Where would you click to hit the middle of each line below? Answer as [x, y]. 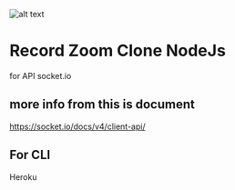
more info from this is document [102, 105]
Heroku [23, 176]
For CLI [30, 155]
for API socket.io [41, 75]
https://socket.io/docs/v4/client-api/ [77, 126]
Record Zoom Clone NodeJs [117, 51]
